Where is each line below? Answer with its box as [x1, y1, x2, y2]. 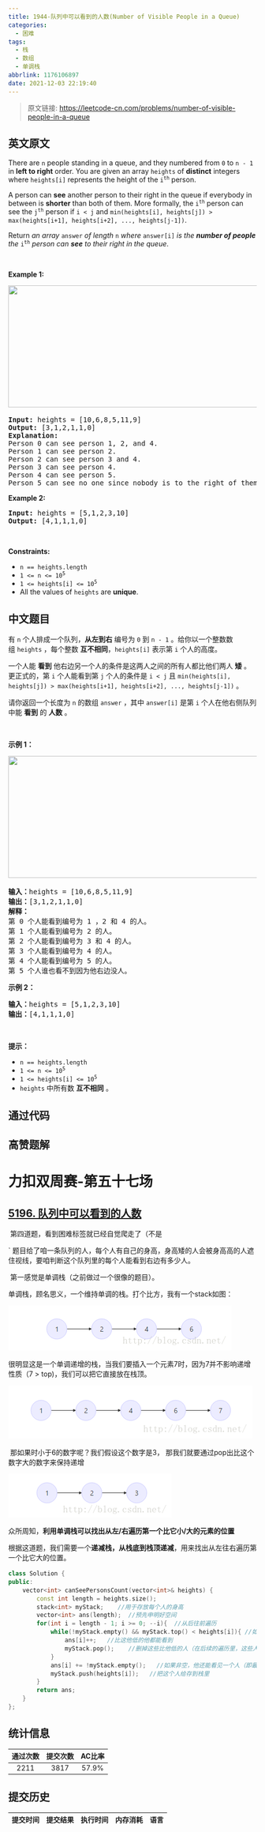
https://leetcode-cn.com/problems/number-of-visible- [58, 103, 236, 112]
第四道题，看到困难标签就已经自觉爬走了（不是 [9, 1229, 162, 1239]
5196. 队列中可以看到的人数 [8, 1206, 142, 1220]
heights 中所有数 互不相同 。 [19, 1083, 113, 1093]
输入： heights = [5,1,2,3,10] [8, 1000, 121, 1009]
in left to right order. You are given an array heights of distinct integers [8, 167, 241, 176]
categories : [8, 21, 47, 29]
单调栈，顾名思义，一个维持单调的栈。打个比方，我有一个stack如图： [8, 1289, 233, 1299]
